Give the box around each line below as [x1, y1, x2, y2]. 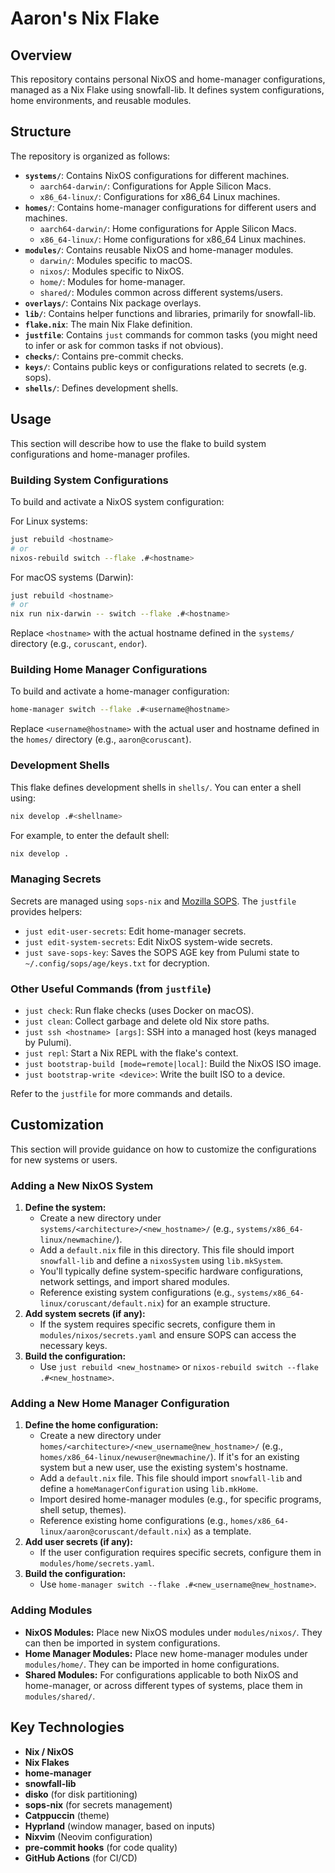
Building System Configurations [10, 473, 169, 487]
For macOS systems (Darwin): [10, 571, 134, 583]
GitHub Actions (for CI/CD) [24, 1852, 138, 1864]
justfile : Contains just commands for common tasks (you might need [24, 328, 318, 341]
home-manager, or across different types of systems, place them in [24, 1679, 303, 1691]
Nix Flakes [24, 1756, 70, 1768]
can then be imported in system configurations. [24, 1637, 221, 1649]
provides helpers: [10, 905, 83, 917]
